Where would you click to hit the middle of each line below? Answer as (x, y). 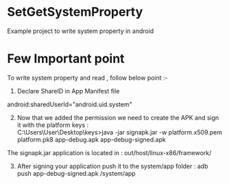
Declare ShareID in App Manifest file (68, 91)
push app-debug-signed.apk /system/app (76, 173)
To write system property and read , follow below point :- (87, 78)
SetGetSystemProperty (75, 12)
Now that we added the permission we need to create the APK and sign (118, 117)
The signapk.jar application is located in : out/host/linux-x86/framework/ (109, 152)
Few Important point (66, 59)
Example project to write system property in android (81, 31)
